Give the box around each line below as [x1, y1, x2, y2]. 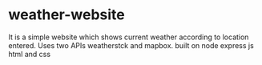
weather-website [8, 6, 126, 24]
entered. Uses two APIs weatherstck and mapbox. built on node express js [8, 40, 254, 50]
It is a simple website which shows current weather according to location [8, 32, 249, 42]
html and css [8, 49, 50, 59]
